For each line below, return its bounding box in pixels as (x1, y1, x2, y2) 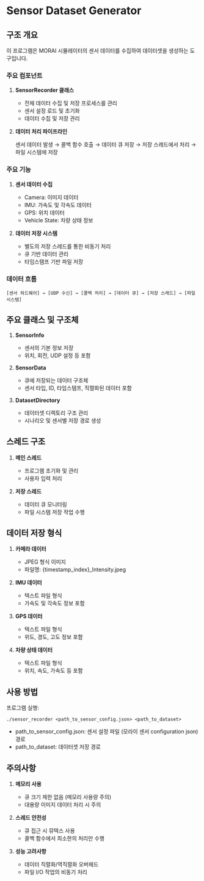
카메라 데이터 (15, 545, 47, 553)
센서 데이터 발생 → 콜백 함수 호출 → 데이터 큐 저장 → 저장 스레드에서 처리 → (15, 141, 197, 148)
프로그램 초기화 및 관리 (24, 467, 79, 474)
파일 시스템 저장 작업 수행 (24, 508, 86, 515)
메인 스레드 (15, 454, 42, 461)
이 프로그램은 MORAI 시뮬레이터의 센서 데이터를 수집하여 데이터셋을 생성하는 (6, 47, 189, 54)
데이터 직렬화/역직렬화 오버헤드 (24, 860, 99, 868)
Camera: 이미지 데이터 (24, 194, 79, 201)
